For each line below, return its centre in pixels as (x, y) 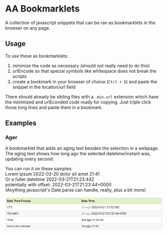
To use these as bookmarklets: (37, 56)
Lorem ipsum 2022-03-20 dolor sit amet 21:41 (52, 174)
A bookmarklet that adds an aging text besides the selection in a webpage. (82, 148)
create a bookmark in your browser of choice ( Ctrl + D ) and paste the (85, 81)
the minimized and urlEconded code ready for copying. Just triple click (78, 102)
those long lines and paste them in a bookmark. (54, 107)
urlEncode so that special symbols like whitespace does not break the (84, 71)
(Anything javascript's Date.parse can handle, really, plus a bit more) (76, 190)
